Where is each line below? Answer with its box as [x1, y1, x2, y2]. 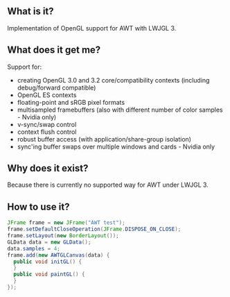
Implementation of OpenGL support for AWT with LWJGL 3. [7, 24, 177, 32]
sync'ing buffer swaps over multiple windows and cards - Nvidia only [17, 142, 215, 151]
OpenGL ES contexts [17, 90, 77, 99]
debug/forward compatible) [17, 83, 96, 92]
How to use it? [7, 201, 70, 212]
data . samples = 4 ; [7, 245, 60, 252]
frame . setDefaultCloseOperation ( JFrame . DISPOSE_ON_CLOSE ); [7, 226, 182, 233]
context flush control [17, 128, 77, 136]
